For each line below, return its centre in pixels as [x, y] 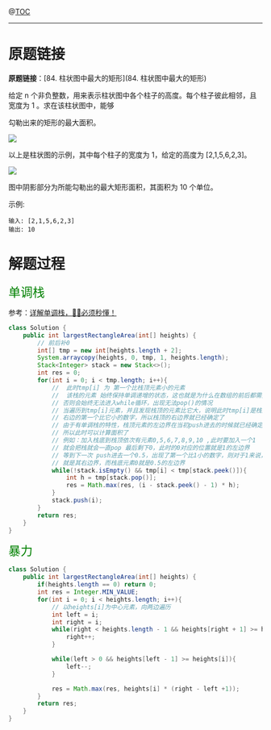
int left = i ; [75, 615]
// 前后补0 [54, 343]
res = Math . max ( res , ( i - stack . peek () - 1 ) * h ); [153, 486]
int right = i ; [77, 622]
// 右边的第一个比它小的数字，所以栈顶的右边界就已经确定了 [138, 418]
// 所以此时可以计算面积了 [90, 433]
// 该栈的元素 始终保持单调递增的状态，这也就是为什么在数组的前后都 [154, 395]
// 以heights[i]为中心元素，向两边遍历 [111, 607]
